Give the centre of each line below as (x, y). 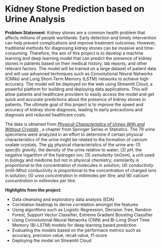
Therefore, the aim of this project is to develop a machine (86, 53)
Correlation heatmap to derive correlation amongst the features (75, 204)
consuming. (17, 53)
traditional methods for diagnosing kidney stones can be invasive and (74, 48)
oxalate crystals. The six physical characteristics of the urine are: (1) (73, 145)
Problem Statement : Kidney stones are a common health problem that (75, 32)
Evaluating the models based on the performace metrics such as (76, 230)
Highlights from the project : (33, 190)
